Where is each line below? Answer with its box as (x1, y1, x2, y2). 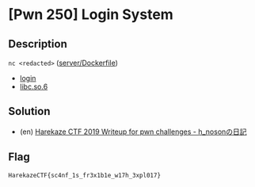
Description (8, 37, 67, 51)
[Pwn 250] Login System (8, 6, 174, 24)
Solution (8, 105, 51, 118)
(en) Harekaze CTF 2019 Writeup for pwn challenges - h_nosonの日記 (19, 127, 247, 136)
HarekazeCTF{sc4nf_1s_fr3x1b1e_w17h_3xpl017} (8, 171, 161, 179)
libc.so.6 (19, 82, 48, 91)
